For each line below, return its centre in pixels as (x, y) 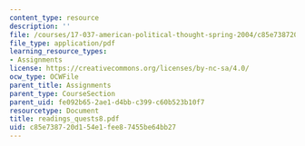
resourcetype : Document (54, 111)
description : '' (40, 26)
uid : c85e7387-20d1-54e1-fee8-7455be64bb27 (93, 128)
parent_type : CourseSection (63, 93)
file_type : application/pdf (63, 43)
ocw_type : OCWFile (44, 77)
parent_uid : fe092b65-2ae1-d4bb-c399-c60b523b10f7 (107, 102)
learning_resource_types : (58, 52)
